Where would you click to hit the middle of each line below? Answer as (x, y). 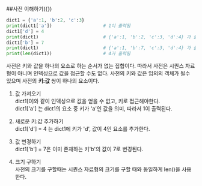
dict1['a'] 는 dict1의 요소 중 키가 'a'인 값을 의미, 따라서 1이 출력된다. (93, 109)
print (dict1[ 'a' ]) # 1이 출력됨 (69, 26)
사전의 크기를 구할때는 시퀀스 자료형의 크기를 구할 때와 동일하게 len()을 (97, 169)
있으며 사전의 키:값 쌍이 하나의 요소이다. (53, 81)
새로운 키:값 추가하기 (39, 121)
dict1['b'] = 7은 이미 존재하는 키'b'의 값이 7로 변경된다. (79, 149)
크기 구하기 (28, 162)
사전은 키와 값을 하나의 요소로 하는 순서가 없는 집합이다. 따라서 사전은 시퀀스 (95, 66)
